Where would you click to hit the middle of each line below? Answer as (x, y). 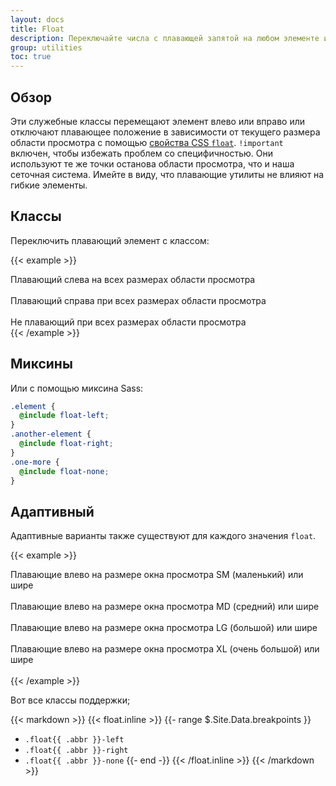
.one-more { (35, 462)
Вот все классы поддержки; (70, 700)
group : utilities (46, 47)
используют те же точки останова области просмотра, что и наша (152, 163)
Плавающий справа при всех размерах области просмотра (138, 300)
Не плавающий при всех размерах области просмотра (128, 322)
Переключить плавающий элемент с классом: (110, 240)
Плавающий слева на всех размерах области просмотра (133, 279)
